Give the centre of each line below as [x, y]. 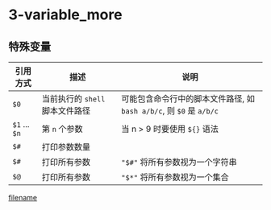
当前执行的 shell [73, 99]
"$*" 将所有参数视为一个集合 [175, 177]
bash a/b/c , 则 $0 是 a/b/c [170, 111]
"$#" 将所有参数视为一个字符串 [179, 162]
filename [23, 198]
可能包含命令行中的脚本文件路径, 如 [188, 99]
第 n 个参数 [62, 129]
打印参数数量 [66, 147]
